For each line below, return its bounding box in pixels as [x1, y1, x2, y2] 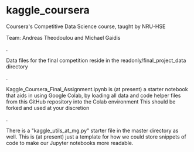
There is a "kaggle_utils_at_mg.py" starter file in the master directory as [6, 127, 179, 134]
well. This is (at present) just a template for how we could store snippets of [6, 133, 186, 140]
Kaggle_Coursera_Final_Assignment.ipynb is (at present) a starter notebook [6, 85, 189, 92]
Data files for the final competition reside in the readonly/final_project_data [6, 57, 186, 64]
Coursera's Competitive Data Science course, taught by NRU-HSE [6, 23, 166, 30]
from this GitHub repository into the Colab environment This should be [6, 98, 176, 105]
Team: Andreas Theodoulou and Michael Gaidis [6, 34, 121, 41]
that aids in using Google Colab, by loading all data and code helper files [6, 92, 181, 99]
